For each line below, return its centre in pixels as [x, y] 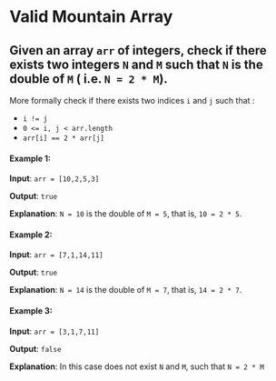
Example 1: [30, 158]
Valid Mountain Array [91, 17]
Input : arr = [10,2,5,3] [54, 178]
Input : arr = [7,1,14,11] [57, 255]
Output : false [35, 348]
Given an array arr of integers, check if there [138, 50]
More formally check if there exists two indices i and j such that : [132, 100]
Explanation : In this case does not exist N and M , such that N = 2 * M [137, 366]
